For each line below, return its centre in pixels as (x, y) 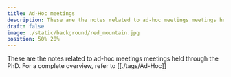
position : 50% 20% (33, 39)
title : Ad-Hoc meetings (41, 13)
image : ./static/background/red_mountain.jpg (73, 33)
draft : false (26, 26)
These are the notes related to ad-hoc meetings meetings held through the (113, 58)
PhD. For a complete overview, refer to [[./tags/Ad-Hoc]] (87, 66)
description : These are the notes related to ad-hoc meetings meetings (112, 20)
